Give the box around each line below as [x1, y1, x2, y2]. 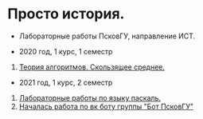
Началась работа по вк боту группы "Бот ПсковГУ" [18, 101, 194, 111]
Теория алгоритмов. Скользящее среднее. [18, 61, 165, 72]
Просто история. [7, 5, 125, 23]
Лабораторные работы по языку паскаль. [18, 93, 161, 102]
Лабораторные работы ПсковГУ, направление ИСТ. [18, 31, 196, 41]
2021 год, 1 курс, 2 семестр [18, 77, 113, 87]
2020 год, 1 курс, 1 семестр [18, 46, 113, 56]
